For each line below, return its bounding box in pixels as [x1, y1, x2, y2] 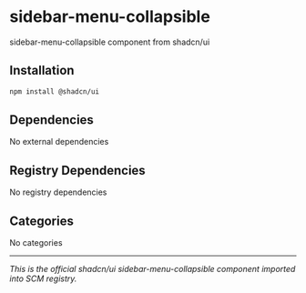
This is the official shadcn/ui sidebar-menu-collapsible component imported [9, 264, 296, 275]
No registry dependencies [9, 187, 107, 197]
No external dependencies [9, 136, 109, 147]
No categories [9, 237, 63, 248]
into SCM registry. [9, 273, 77, 284]
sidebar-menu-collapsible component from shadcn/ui [9, 36, 210, 47]
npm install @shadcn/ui [9, 86, 100, 96]
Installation [9, 63, 75, 78]
